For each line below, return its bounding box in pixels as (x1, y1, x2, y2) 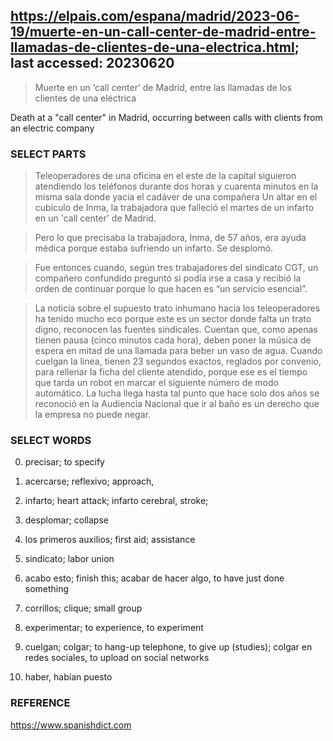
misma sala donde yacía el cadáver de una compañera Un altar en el (34, 191, 318, 203)
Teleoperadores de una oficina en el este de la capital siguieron (34, 170, 297, 182)
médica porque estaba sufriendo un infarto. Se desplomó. (34, 242, 274, 254)
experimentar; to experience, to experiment (24, 622, 204, 634)
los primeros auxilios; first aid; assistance (24, 534, 196, 546)
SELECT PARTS (10, 147, 87, 161)
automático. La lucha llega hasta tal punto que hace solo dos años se (34, 387, 320, 399)
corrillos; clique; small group (24, 602, 143, 614)
